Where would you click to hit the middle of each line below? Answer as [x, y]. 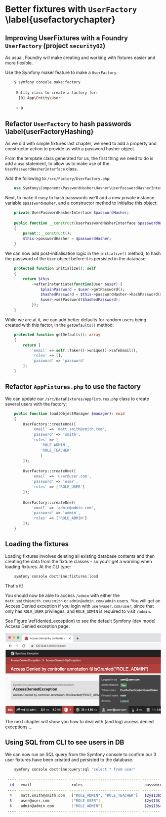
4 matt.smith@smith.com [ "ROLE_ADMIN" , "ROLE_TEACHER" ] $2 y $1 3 [84, 795]
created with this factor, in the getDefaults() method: [60, 325]
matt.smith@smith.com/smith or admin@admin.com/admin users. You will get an [83, 600]
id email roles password [86, 785]
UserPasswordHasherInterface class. [41, 169]
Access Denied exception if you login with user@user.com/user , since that [80, 606]
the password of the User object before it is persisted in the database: [76, 259]
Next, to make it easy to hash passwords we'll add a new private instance [80, 197]
